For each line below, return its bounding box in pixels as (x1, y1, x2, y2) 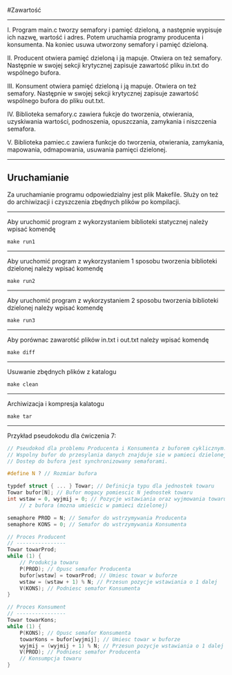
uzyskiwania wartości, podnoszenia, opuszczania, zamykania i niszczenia (7, 118, 217, 125)
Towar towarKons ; (7, 617, 57, 624)
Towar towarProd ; (7, 546, 57, 553)
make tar (7, 413, 32, 420)
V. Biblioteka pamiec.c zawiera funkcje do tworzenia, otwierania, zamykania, (7, 138, 224, 146)
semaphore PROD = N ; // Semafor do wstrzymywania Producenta (7, 515, 187, 521)
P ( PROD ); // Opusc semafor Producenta (19, 565, 131, 573)
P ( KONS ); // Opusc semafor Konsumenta (19, 629, 131, 636)
